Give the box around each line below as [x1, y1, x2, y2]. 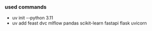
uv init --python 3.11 [12, 15, 54, 21]
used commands [5, 3, 46, 10]
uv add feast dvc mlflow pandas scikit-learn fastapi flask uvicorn [12, 20, 147, 26]
